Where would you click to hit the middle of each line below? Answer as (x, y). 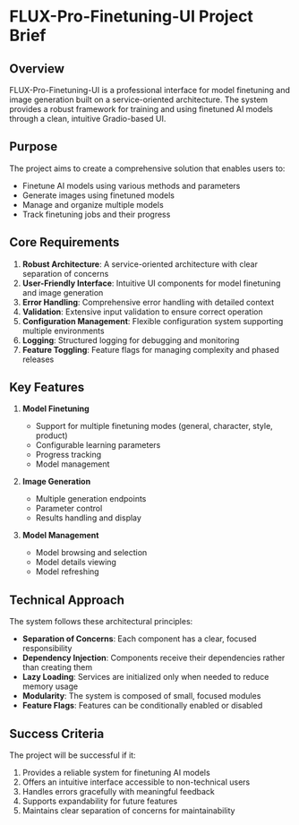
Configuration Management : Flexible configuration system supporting (153, 321)
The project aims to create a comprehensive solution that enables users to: (147, 168)
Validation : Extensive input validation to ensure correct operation (142, 312)
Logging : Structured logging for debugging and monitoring (131, 340)
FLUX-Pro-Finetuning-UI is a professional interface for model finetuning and (150, 90)
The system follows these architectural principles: (101, 622)
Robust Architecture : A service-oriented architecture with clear (140, 264)
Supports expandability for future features (100, 801)
